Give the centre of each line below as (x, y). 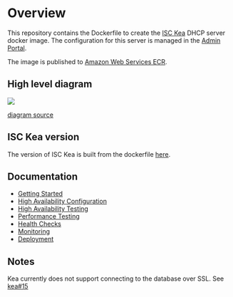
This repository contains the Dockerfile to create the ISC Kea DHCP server (116, 33)
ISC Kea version (43, 137)
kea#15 (18, 286)
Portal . (17, 48)
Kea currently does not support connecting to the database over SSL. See (116, 278)
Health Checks (40, 224)
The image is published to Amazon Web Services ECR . (87, 61)
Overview (37, 13)
